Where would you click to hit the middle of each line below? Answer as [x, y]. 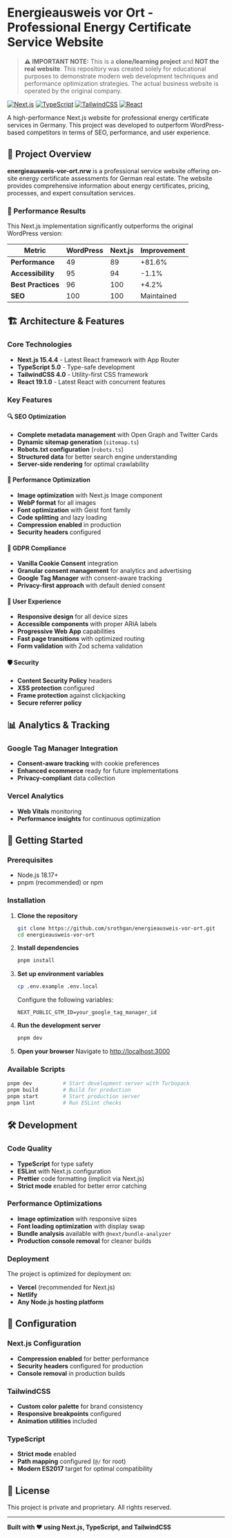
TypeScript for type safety [55, 1164]
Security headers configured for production [80, 1365]
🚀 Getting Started [45, 841]
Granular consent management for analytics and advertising [104, 571]
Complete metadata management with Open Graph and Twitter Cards [117, 434]
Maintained [159, 296]
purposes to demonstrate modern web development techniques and [121, 76]
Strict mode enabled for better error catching [82, 1185]
